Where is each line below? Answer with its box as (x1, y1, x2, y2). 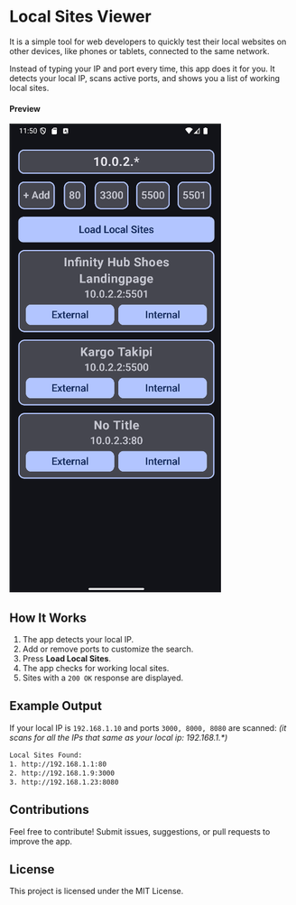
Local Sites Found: (9, 751, 83, 760)
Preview (9, 103, 41, 114)
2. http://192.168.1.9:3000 (9, 769, 116, 778)
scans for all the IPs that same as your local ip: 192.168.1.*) (9, 732, 228, 743)
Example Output (9, 698, 102, 714)
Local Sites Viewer (9, 6, 152, 27)
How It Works (9, 610, 88, 625)
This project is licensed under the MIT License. (9, 886, 184, 897)
